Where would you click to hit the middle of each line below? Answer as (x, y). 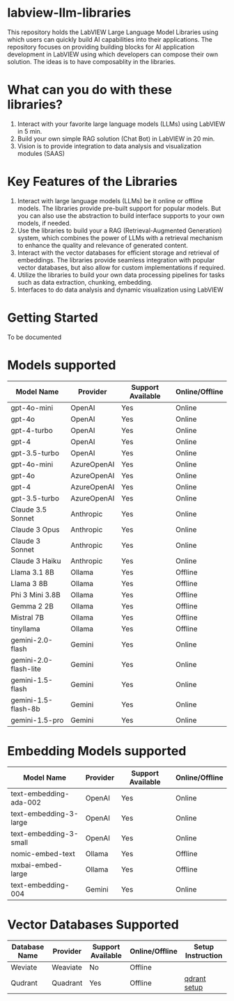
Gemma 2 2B (32, 606)
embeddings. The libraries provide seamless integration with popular (116, 260)
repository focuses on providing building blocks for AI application (101, 47)
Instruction (204, 955)
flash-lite (26, 668)
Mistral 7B (28, 617)
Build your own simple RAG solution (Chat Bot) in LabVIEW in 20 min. (116, 139)
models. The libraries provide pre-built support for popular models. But (119, 208)
